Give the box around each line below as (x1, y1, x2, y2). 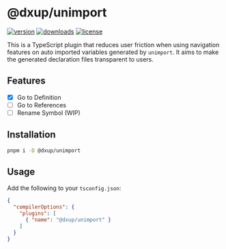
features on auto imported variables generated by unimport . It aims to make (7, 48, 219, 56)
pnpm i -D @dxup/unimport (7, 147, 81, 154)
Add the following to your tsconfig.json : (7, 184, 122, 192)
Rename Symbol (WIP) (16, 108, 81, 117)
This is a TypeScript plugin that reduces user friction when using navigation (7, 40, 220, 49)
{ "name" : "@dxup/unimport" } (25, 217, 111, 224)
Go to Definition (16, 93, 61, 101)
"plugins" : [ (19, 210, 57, 217)
